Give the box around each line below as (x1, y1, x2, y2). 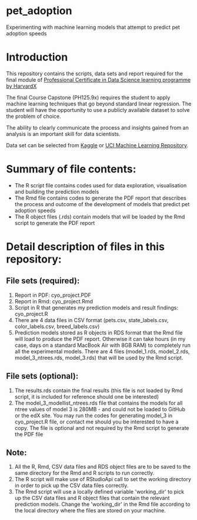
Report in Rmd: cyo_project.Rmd (14, 297, 93, 304)
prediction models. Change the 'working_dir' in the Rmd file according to (14, 501, 191, 508)
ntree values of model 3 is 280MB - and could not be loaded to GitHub (14, 405, 185, 413)
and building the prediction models (14, 188, 99, 195)
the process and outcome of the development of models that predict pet (14, 200, 190, 207)
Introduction (6, 51, 68, 64)
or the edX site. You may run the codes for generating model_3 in (14, 412, 173, 419)
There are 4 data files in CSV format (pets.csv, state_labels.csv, (14, 316, 169, 323)
